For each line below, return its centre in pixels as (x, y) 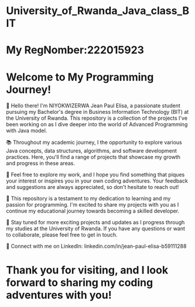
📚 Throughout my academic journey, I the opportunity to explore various (94, 143)
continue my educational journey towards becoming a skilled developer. (93, 211)
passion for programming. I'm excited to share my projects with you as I (93, 205)
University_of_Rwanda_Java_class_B (97, 11)
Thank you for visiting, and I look (87, 270)
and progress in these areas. (40, 163)
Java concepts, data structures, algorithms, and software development (91, 151)
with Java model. (27, 131)
